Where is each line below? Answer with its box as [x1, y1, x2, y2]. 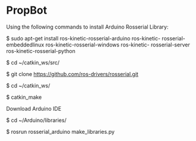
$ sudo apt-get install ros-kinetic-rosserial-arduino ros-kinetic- [6, 35, 161, 42]
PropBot [6, 4, 48, 17]
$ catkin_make [6, 93, 42, 101]
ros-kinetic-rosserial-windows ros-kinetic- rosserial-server [45, 41, 190, 48]
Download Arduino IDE [6, 105, 62, 112]
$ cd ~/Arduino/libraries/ [6, 117, 67, 124]
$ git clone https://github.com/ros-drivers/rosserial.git [6, 70, 138, 77]
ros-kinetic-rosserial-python [6, 47, 75, 54]
